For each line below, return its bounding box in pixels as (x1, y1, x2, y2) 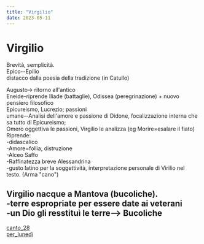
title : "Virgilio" (6, 9, 53, 15)
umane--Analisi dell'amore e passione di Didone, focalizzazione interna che (6, 112, 198, 120)
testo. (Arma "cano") (6, 171, 59, 178)
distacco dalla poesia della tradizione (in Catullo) (6, 74, 130, 82)
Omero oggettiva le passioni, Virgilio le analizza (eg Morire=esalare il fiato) (6, 125, 195, 132)
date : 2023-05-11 (6, 15, 51, 21)
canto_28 (6, 224, 30, 232)
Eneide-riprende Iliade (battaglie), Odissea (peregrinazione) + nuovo (6, 93, 180, 100)
